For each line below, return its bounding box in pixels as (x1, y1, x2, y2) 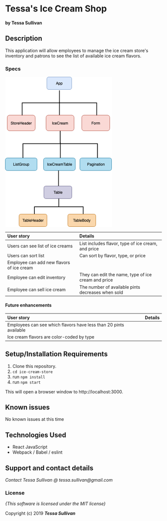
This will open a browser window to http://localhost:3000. (5, 388, 123, 394)
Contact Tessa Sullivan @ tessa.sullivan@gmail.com (5, 477, 113, 483)
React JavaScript (12, 444, 48, 450)
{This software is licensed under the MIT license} (5, 501, 106, 507)
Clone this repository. (12, 363, 57, 369)
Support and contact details (5, 464, 93, 472)
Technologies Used (5, 431, 66, 439)
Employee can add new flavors (7, 260, 71, 266)
